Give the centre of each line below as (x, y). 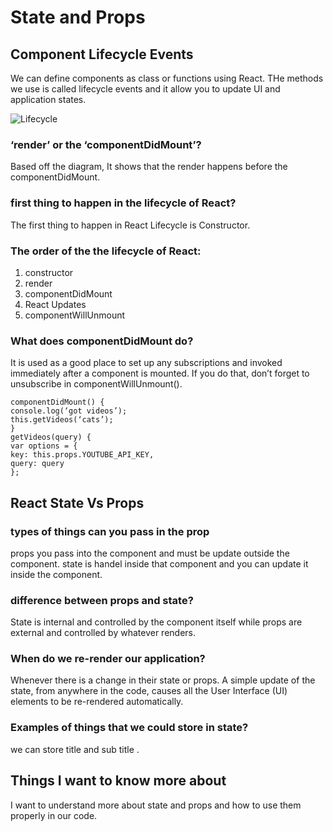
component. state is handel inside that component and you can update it (159, 563)
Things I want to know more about (118, 781)
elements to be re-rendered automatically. (97, 702)
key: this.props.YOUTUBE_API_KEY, (82, 455)
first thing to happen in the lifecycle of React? (123, 203)
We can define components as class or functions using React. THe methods (167, 78)
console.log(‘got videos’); (69, 411)
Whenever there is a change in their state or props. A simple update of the (163, 680)
